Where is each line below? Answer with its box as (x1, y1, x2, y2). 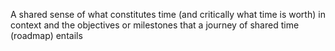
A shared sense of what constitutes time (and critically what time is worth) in (10, 9, 326, 20)
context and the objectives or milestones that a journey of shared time (10, 19, 300, 31)
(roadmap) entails (10, 30, 83, 41)
